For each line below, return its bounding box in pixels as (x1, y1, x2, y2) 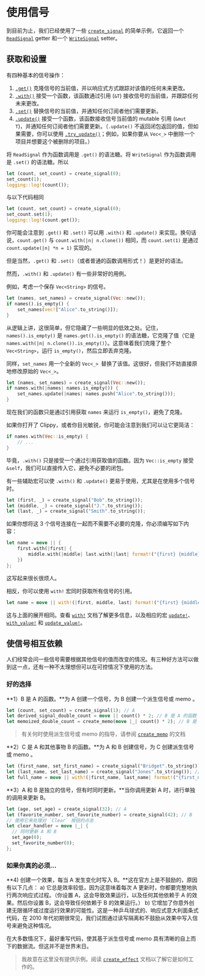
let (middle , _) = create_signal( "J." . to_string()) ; (6, 502, 143, 509)
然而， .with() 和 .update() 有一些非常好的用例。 (6, 270, 130, 277)
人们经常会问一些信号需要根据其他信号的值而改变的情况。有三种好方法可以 (6, 656, 193, 663)
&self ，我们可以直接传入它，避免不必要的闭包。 (6, 464, 127, 471)
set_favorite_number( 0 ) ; (12, 840, 75, 846)
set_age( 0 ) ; (12, 835, 43, 841)
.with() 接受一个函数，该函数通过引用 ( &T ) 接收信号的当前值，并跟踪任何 (15, 92, 198, 99)
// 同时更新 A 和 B (12, 828, 57, 835)
